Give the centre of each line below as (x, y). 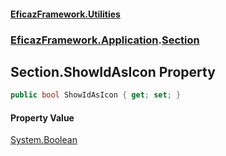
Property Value (42, 117)
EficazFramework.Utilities (65, 14)
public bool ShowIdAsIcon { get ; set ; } (96, 95)
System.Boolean (44, 140)
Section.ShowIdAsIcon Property (113, 71)
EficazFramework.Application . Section (105, 40)
